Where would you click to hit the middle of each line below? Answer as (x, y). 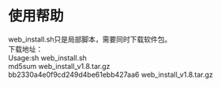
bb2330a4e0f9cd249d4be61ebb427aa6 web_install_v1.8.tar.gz (110, 74)
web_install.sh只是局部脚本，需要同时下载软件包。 (90, 39)
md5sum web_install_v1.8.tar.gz (59, 66)
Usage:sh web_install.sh (47, 58)
